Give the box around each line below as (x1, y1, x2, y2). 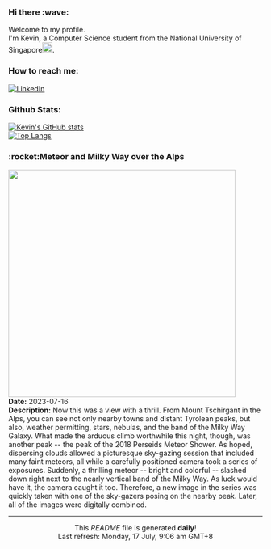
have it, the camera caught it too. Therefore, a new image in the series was (8, 483, 257, 492)
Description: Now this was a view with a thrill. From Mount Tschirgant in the (8, 405, 261, 415)
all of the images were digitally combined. (8, 500, 147, 509)
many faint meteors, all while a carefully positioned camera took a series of (8, 457, 258, 467)
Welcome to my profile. (8, 25, 86, 35)
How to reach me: (8, 65, 79, 77)
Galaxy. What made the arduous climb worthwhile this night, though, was (8, 431, 252, 441)
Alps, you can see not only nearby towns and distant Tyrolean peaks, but (8, 414, 251, 424)
